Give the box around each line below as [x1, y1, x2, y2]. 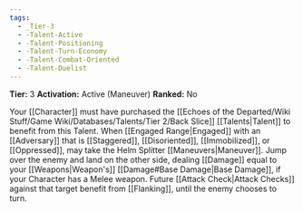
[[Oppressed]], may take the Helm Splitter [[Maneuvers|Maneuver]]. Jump [9, 144, 288, 155]
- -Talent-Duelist [17, 64, 88, 73]
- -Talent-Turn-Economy [17, 47, 107, 56]
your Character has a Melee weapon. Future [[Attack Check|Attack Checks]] [9, 173, 295, 184]
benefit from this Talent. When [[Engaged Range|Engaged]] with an [9, 125, 261, 136]
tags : [9, 13, 30, 23]
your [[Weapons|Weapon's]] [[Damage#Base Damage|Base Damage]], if [9, 164, 281, 175]
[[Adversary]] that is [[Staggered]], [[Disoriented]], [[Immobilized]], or [9, 135, 270, 146]
